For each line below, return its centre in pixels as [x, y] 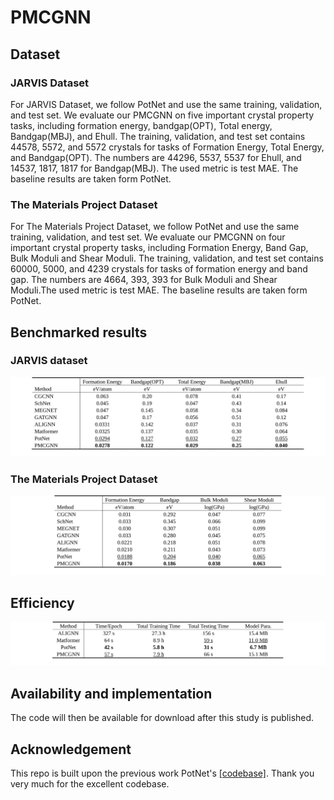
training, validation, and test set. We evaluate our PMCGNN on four [148, 237]
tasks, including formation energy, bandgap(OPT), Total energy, [141, 125]
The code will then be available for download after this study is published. [162, 718]
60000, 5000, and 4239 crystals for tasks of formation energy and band [159, 269]
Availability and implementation [111, 693]
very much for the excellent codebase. [90, 783]
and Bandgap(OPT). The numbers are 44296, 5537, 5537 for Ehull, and [156, 157]
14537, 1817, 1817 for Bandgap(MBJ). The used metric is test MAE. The [154, 168]
